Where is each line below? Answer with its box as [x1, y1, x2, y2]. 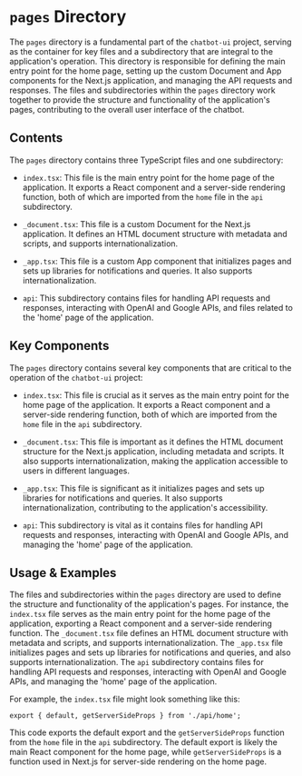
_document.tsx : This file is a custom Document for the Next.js [22, 218, 251, 229]
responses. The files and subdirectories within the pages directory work [9, 85, 276, 95]
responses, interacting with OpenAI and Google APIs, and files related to [22, 302, 293, 313]
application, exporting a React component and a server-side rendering [9, 618, 272, 629]
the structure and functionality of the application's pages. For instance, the [9, 599, 289, 610]
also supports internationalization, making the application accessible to [22, 455, 288, 466]
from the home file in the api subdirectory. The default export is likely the [9, 737, 278, 748]
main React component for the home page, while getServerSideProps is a [9, 747, 282, 758]
